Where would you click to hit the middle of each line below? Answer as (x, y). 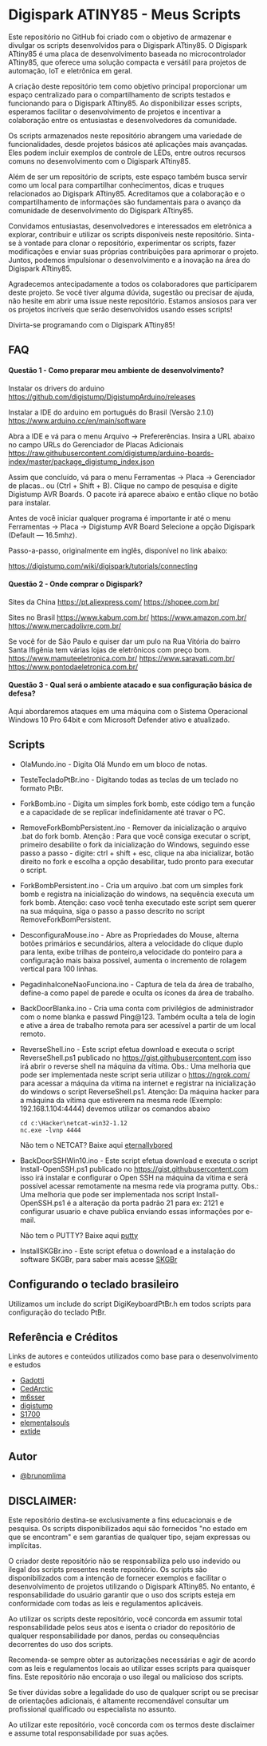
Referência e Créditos (63, 1337)
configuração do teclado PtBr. (57, 1312)
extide (30, 1431)
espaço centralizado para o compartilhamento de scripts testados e (120, 94)
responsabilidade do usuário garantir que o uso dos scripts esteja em (122, 1595)
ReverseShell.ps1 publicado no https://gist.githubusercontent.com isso (135, 1058)
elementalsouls (45, 1423)
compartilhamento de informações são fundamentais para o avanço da (125, 202)
